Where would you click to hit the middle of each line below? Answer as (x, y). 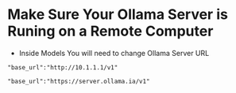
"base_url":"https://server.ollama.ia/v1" (79, 81)
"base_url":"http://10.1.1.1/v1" (63, 67)
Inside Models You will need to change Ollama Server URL (114, 53)
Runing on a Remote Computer (110, 31)
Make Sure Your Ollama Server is (118, 15)
